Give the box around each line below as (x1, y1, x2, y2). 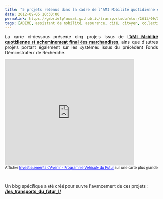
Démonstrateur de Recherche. (5, 50, 65, 55)
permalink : (5, 16, 27, 21)
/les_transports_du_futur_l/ (5, 188, 62, 195)
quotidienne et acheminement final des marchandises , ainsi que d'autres (5, 39, 158, 45)
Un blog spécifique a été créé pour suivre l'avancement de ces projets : (5, 183, 148, 189)
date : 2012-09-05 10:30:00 (5, 12, 60, 17)
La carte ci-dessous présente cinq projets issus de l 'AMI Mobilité (5, 34, 159, 40)
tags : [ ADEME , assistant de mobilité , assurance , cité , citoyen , (5, 20, 140, 26)
